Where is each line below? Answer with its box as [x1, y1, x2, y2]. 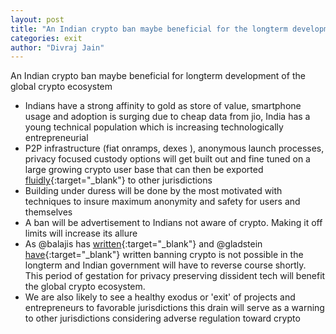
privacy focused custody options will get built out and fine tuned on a [24, 153, 311, 165]
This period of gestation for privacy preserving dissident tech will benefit [24, 270, 326, 282]
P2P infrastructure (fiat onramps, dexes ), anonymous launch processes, [24, 142, 325, 155]
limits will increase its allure [24, 227, 138, 240]
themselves [24, 206, 73, 218]
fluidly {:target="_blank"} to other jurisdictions [24, 174, 213, 186]
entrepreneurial [24, 132, 89, 144]
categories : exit [10, 33, 83, 43]
